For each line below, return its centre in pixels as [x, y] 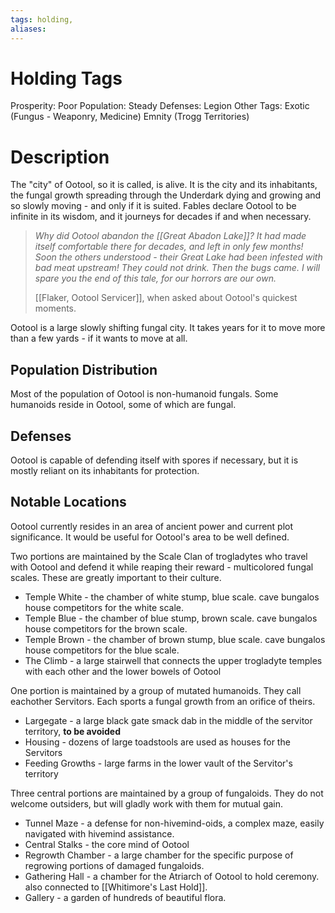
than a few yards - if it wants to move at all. [99, 338]
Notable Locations [68, 502]
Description [60, 157]
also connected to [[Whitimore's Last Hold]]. [116, 887]
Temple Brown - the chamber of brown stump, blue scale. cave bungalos [175, 639]
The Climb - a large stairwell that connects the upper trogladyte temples [173, 660]
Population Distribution [84, 369]
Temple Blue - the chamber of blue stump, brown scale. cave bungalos [171, 618]
